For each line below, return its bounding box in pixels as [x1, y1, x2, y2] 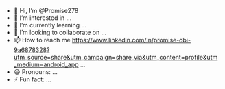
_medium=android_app [13, 60, 79, 68]
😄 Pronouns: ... [13, 68, 58, 75]
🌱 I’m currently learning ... [13, 21, 87, 29]
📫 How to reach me [13, 36, 71, 44]
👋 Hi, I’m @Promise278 [13, 7, 79, 14]
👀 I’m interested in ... [13, 14, 72, 22]
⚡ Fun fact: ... [13, 75, 51, 84]
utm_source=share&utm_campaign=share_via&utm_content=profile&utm [13, 53, 218, 61]
